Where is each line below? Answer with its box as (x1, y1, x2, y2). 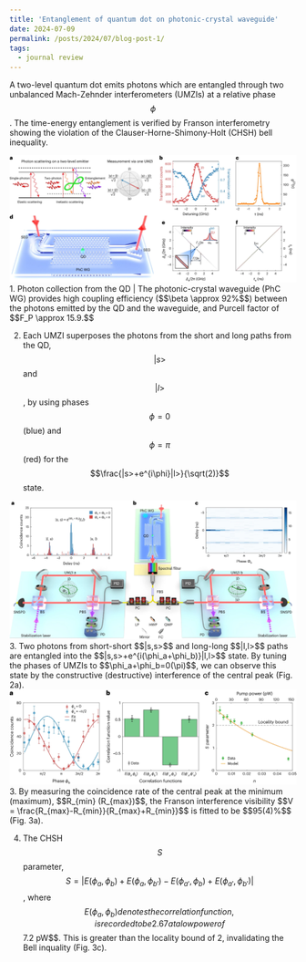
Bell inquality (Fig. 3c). (22, 942, 107, 953)
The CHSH (22, 833, 64, 843)
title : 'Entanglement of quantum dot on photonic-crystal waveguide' (9, 15, 280, 24)
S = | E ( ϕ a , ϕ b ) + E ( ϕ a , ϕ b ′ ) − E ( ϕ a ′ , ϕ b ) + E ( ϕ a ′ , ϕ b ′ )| (65, 875, 255, 888)
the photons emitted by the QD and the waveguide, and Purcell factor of (9, 302, 280, 314)
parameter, (22, 862, 64, 873)
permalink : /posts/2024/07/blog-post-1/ (9, 34, 166, 43)
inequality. (9, 137, 48, 148)
